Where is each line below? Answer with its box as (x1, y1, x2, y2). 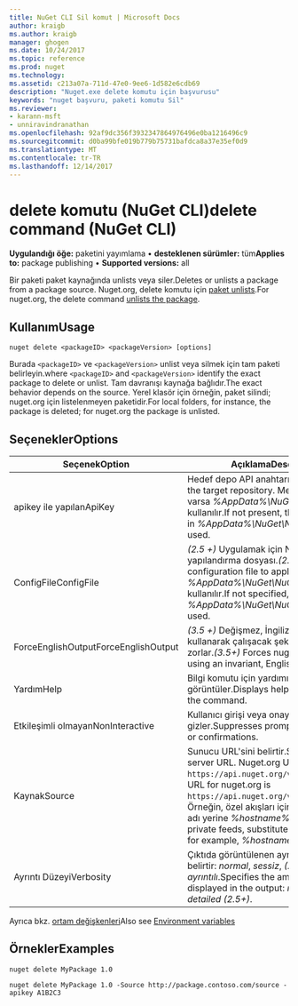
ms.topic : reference (9, 54, 86, 63)
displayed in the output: (187, 882, 286, 894)
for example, (187, 834, 239, 846)
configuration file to (187, 565, 269, 578)
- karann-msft (9, 112, 62, 121)
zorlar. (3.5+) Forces (187, 646, 272, 659)
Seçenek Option (62, 458, 130, 470)
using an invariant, (187, 657, 264, 669)
